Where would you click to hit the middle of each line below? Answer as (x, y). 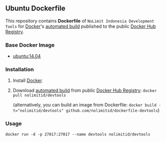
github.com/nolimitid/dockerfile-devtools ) (113, 110)
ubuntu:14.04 (27, 56)
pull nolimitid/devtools (39, 95)
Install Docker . (28, 80)
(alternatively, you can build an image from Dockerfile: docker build (85, 105)
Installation (20, 70)
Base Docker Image (30, 45)
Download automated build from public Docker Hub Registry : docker (85, 90)
